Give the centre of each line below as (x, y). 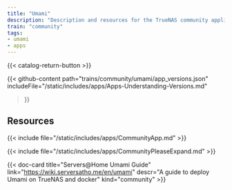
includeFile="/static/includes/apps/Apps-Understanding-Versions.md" (107, 86)
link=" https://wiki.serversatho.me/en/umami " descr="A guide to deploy (108, 172)
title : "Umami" (29, 13)
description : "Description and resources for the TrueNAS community (108, 20)
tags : (15, 33)
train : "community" (35, 26)
